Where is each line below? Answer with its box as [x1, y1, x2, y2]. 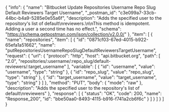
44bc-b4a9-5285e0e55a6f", [5, 15, 66, 21]
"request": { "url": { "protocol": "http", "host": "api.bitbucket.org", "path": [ [5, 53, 160, 59]
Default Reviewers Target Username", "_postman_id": [5, 10, 117, 16]
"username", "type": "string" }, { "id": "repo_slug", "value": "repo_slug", [5, 69, 154, 75]
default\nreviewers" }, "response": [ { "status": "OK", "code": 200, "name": [5, 91, 162, 96]
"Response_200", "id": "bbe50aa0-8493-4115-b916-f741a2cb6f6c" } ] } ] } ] [5, 96, 164, 102]
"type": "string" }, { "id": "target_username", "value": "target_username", [5, 74, 157, 80]
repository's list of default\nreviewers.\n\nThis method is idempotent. [5, 20, 150, 26]
